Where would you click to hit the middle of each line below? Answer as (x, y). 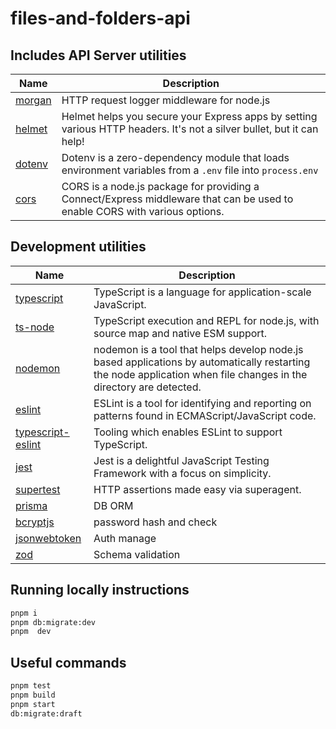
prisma (31, 505)
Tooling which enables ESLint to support (188, 432)
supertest (38, 489)
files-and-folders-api (100, 18)
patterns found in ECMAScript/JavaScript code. (205, 415)
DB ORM (113, 505)
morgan (33, 100)
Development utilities (78, 247)
